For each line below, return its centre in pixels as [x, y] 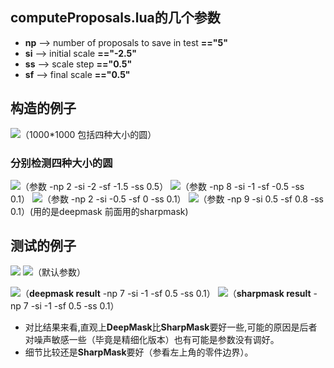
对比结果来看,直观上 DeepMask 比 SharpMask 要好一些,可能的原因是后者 [171, 327]
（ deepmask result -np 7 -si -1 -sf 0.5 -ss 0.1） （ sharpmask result [166, 293]
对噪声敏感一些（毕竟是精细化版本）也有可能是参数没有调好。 [152, 339]
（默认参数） [59, 272]
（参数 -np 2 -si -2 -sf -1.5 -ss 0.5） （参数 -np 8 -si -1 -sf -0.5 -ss [162, 186]
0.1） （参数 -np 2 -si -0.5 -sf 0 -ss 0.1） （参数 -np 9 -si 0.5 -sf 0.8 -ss [167, 199]
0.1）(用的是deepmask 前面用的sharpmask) [99, 211]
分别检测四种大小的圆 [61, 163]
